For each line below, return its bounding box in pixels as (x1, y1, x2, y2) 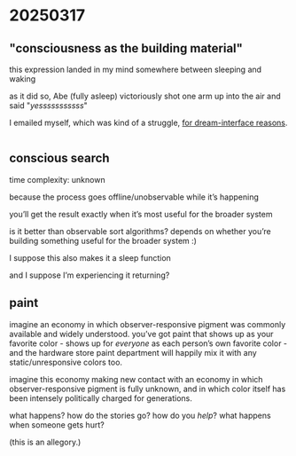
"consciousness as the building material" (9, 41, 244, 56)
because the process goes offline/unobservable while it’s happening (9, 192, 260, 202)
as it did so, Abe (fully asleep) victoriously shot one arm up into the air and (9, 90, 281, 101)
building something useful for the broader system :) (9, 235, 198, 246)
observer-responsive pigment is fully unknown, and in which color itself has (9, 383, 286, 394)
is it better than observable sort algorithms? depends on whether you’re (9, 225, 272, 236)
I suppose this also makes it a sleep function (9, 252, 171, 263)
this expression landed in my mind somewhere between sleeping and (9, 64, 262, 75)
